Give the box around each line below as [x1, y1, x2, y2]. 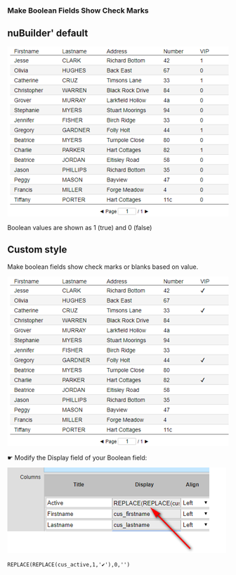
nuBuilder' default [7, 27, 88, 39]
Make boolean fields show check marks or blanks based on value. [7, 263, 199, 271]
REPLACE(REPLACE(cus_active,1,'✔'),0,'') [7, 562, 131, 569]
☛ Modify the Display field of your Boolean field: [7, 453, 147, 462]
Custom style [7, 244, 67, 255]
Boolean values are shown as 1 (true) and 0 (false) [7, 224, 152, 232]
